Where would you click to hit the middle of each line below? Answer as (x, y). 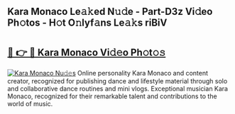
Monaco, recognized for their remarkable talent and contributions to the (113, 96)
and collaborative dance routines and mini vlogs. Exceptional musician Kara (118, 89)
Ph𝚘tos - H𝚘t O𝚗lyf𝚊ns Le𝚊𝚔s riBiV (87, 23)
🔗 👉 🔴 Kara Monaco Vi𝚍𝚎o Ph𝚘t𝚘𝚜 (87, 52)
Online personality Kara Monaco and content (142, 73)
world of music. (30, 104)
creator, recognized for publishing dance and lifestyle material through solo (117, 81)
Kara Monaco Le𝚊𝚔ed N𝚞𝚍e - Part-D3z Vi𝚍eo (110, 12)
